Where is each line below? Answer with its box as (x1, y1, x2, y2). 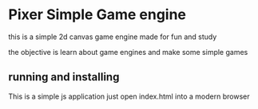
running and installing (8, 70, 120, 84)
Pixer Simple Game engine (8, 6, 186, 24)
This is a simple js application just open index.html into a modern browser (8, 91, 250, 101)
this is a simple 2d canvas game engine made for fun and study (8, 32, 217, 41)
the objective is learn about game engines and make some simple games (8, 47, 248, 56)
